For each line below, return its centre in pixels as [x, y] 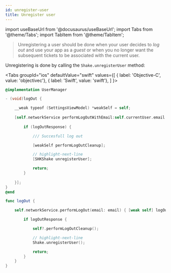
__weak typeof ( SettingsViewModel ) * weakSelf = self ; [73, 108]
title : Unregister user [31, 15]
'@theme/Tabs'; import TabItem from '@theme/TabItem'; [65, 35]
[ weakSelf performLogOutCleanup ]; [69, 145]
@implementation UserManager [36, 89]
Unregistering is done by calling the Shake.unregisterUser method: [75, 65]
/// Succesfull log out [58, 136]
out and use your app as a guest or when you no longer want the [85, 50]
